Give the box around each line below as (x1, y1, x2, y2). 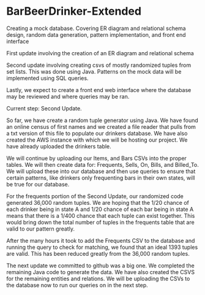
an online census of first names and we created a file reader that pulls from (6, 123, 196, 130)
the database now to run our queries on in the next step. (6, 281, 148, 289)
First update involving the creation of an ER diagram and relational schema (6, 49, 194, 56)
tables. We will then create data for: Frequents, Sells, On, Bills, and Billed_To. (6, 161, 199, 168)
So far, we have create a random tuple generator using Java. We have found (6, 117, 199, 124)
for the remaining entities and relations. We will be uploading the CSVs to (6, 275, 190, 282)
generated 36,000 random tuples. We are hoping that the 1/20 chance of (6, 199, 190, 206)
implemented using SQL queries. (6, 74, 89, 82)
